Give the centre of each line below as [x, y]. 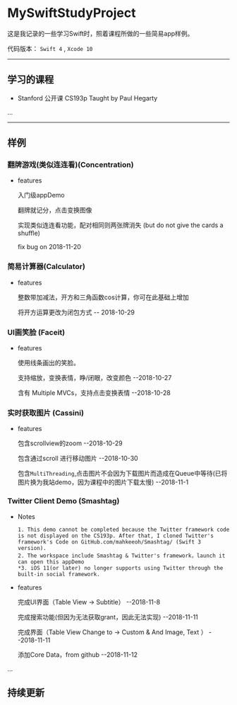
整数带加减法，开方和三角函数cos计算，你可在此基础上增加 [103, 297]
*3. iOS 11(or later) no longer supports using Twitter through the [120, 568]
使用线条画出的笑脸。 [48, 363]
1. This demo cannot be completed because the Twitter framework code [123, 529]
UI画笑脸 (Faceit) [36, 332]
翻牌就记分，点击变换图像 [55, 210]
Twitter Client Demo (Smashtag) [63, 501]
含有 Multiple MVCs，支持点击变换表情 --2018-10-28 [94, 393]
